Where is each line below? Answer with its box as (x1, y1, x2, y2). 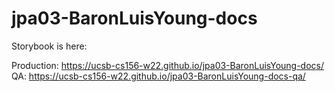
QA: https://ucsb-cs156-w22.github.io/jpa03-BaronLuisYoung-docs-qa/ (11, 70, 306, 82)
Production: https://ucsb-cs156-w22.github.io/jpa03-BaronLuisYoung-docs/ (11, 59, 325, 71)
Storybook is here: (11, 40, 88, 52)
